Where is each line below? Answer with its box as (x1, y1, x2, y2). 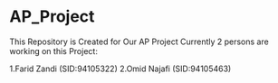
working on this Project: (9, 45, 98, 56)
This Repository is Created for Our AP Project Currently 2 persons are (9, 36, 269, 47)
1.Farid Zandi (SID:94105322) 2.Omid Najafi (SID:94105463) (9, 63, 232, 74)
